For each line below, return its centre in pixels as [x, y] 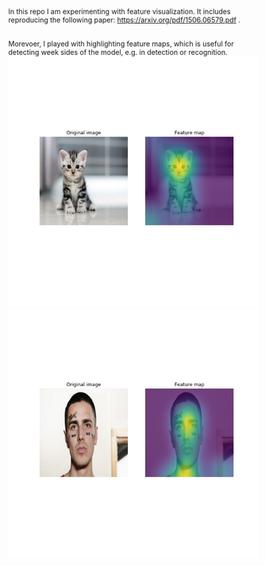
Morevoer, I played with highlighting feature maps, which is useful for [121, 44]
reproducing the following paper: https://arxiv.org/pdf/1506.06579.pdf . [124, 20]
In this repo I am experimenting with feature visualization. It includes [120, 12]
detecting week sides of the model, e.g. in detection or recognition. [118, 52]
